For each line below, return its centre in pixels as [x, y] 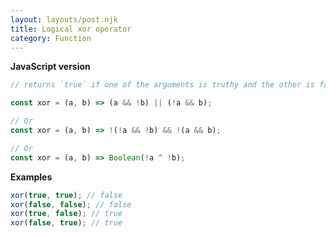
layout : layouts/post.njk [64, 19]
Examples [31, 177]
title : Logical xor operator [71, 29]
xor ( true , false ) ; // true [66, 214]
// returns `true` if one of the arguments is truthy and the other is [162, 85]
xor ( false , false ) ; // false [71, 204]
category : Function [51, 38]
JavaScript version [50, 67]
